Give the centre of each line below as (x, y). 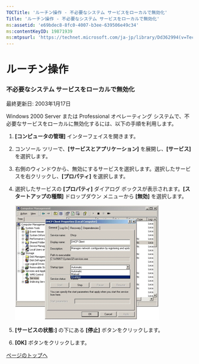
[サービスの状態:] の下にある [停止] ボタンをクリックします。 (89, 330)
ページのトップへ (27, 355)
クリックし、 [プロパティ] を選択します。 (80, 176)
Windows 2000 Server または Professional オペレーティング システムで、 (95, 116)
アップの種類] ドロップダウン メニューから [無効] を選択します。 (109, 196)
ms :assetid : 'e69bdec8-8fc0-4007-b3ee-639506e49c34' (73, 25)
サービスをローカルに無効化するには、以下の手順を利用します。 (99, 123)
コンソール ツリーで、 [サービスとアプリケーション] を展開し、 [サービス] (103, 149)
